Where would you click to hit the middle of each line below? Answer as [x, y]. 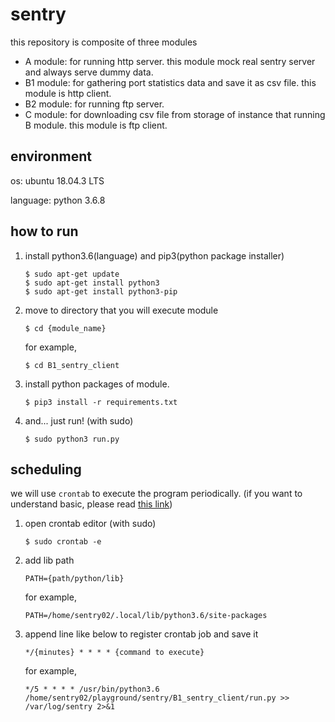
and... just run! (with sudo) [79, 420]
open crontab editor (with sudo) [90, 524]
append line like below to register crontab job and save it [141, 634]
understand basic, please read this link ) [91, 504]
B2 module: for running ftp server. [94, 104]
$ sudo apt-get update [72, 274]
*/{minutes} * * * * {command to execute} [114, 653]
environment [51, 156]
